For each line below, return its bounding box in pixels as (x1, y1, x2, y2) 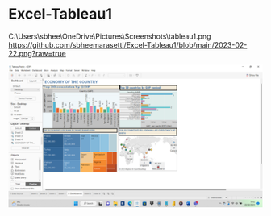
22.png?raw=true (8, 48, 66, 58)
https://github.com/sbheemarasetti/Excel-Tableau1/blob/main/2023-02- (8, 39, 248, 49)
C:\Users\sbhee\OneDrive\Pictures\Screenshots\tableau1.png (8, 31, 211, 41)
